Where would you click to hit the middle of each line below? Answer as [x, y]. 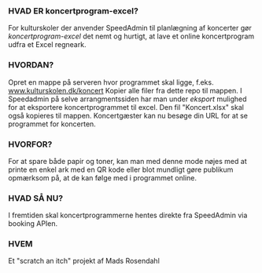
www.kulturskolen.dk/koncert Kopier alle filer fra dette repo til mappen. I [125, 90]
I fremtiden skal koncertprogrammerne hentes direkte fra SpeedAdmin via [128, 215]
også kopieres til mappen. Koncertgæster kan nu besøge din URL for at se [128, 115]
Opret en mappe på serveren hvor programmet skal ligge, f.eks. [111, 82]
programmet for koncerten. [52, 124]
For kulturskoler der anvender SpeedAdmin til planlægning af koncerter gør [130, 28]
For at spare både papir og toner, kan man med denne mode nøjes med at [127, 161]
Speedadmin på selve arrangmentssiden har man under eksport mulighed [127, 99]
